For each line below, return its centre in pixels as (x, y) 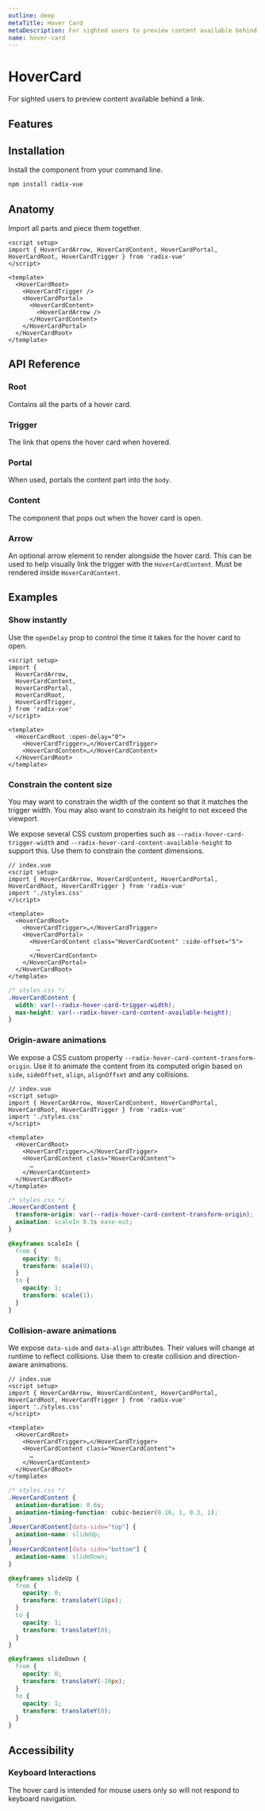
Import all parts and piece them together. (75, 229)
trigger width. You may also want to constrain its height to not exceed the (128, 809)
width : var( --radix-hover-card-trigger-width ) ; (96, 1005)
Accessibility (41, 1750)
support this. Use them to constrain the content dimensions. (106, 851)
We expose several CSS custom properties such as (92, 833)
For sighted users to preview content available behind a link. (106, 99)
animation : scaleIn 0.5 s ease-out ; (74, 1222)
